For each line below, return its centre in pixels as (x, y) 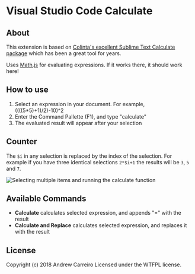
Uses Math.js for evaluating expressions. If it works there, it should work (94, 65)
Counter (22, 141)
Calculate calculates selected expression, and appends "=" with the (98, 213)
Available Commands (46, 199)
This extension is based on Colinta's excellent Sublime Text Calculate (91, 47)
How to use (27, 90)
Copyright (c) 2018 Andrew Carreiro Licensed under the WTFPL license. (94, 265)
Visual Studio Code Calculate (79, 11)
